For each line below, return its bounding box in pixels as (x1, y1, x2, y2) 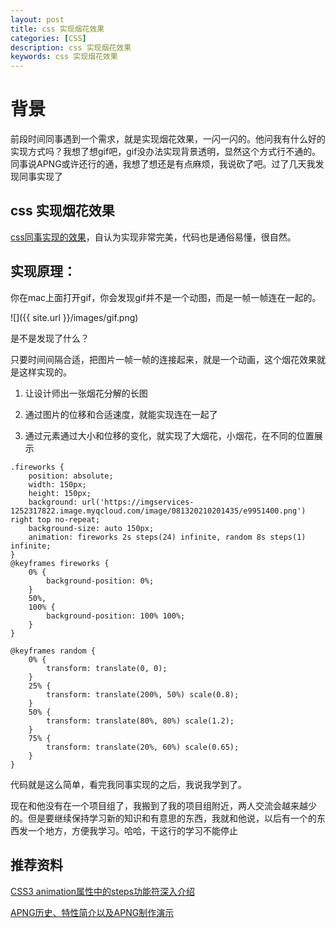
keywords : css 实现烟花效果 (10, 52, 118, 62)
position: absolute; (28, 471, 114, 481)
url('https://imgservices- (81, 497, 195, 507)
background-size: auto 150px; (28, 523, 155, 533)
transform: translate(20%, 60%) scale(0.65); (46, 742, 240, 752)
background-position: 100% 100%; (46, 611, 186, 621)
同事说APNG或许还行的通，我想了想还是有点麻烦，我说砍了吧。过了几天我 (10, 158, 316, 170)
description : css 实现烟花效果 (10, 42, 132, 53)
